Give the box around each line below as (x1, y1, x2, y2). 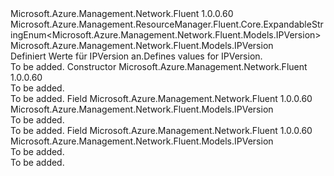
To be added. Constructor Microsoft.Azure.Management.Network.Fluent (10, 61, 308, 72)
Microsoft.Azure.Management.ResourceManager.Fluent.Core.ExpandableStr (10, 18, 324, 30)
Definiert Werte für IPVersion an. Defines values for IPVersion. (10, 50, 263, 62)
